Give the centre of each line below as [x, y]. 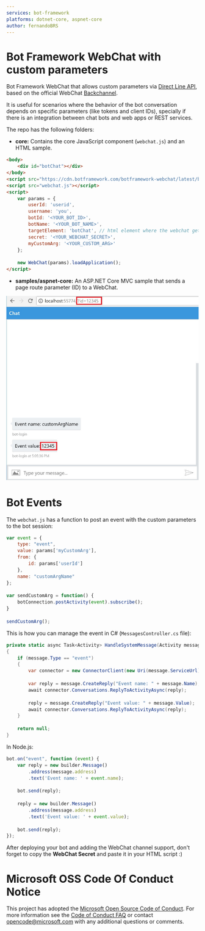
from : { [27, 557]
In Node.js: [20, 747]
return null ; [34, 729]
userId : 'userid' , [52, 205]
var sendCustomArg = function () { [50, 596]
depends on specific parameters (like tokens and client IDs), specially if [96, 111]
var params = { [37, 198]
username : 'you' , [50, 211]
